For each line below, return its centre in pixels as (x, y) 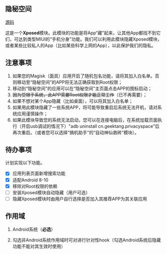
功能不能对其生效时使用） (39, 246)
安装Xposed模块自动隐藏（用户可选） (51, 192)
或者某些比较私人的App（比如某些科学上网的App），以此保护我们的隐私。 (81, 45)
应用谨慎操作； (32, 113)
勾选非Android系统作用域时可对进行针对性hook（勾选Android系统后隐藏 (87, 240)
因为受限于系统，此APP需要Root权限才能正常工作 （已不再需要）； (80, 95)
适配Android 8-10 (30, 180)
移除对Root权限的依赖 (35, 186)
